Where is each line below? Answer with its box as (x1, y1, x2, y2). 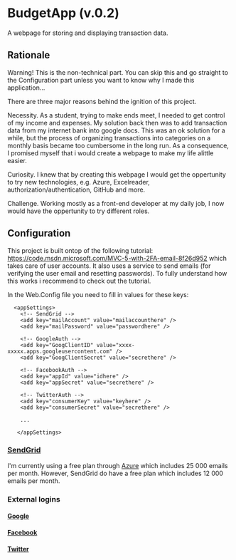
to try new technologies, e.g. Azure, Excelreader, (7, 177, 151, 186)
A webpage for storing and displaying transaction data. (7, 28, 168, 37)
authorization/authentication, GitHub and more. (7, 185, 146, 194)
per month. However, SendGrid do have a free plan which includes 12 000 (7, 469, 224, 477)
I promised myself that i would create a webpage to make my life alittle (7, 148, 214, 157)
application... (7, 83, 45, 92)
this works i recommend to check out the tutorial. (7, 276, 151, 285)
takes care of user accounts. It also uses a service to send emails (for (7, 261, 211, 270)
